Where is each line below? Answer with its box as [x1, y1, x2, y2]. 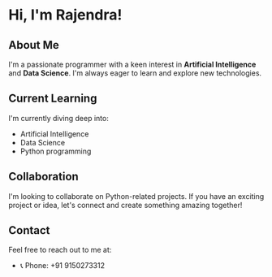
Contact [8, 223, 50, 237]
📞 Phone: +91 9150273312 [19, 261, 106, 271]
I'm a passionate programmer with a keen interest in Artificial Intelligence [8, 59, 257, 69]
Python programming [19, 146, 92, 156]
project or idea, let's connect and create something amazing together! [8, 200, 243, 210]
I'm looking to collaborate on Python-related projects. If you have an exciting [8, 191, 265, 201]
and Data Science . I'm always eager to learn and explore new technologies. [8, 68, 262, 78]
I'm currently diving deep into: [8, 113, 110, 123]
